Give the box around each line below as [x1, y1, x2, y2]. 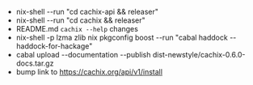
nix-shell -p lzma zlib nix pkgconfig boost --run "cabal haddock [15, 32, 228, 42]
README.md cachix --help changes [15, 24, 139, 33]
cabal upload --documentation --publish [15, 50, 151, 59]
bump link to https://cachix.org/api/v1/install [15, 67, 163, 76]
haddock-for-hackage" [15, 41, 93, 51]
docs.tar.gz [15, 58, 54, 68]
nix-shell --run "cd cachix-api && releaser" [15, 7, 159, 16]
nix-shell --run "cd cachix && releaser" [15, 15, 145, 25]
